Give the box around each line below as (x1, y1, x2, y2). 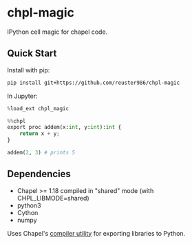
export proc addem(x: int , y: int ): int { (7, 124, 122, 131)
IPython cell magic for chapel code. (7, 28, 108, 36)
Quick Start (7, 48, 57, 59)
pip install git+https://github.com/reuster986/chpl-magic (7, 79, 180, 86)
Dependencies (7, 168, 71, 180)
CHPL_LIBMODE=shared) (17, 194, 89, 202)
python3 (17, 201, 41, 210)
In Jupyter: (7, 92, 38, 100)
